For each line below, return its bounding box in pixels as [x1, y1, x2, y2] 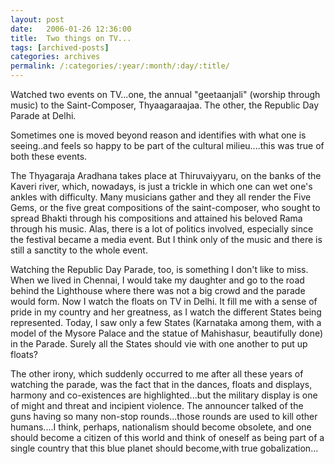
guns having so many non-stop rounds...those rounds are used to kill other [10, 411, 318, 422]
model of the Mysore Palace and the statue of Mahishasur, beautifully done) [10, 327, 324, 339]
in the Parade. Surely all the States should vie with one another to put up [10, 338, 308, 350]
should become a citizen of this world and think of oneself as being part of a [10, 432, 325, 443]
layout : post [10, 14, 65, 25]
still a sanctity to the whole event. [10, 244, 148, 256]
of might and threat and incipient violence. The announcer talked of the [10, 400, 304, 411]
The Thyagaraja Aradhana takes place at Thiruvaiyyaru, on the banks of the [10, 170, 322, 181]
